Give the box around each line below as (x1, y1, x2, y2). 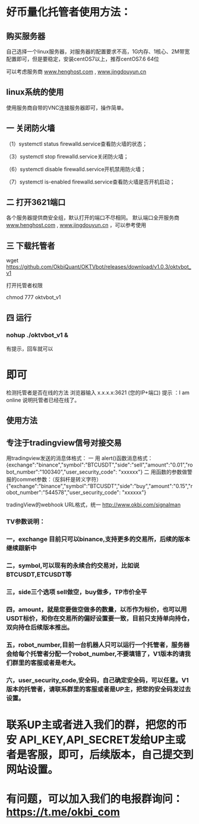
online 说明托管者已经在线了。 (6, 396, 80, 403)
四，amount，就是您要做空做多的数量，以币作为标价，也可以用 (6, 605, 187, 614)
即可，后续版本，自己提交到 (58, 748, 194, 761)
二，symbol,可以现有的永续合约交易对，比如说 (6, 561, 140, 570)
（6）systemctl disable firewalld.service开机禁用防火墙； (6, 165, 147, 173)
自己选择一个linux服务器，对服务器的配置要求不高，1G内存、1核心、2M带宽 (6, 48, 190, 55)
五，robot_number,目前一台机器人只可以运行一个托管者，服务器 (6, 640, 190, 649)
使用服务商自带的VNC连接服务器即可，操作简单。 (6, 104, 127, 111)
